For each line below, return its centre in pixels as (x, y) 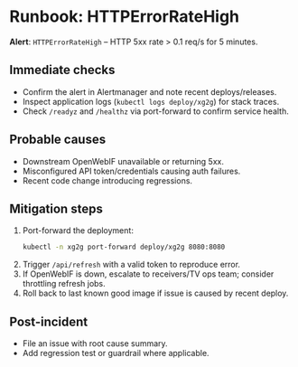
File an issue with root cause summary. (95, 343)
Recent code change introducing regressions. (107, 180)
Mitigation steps (56, 208)
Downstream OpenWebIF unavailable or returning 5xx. (123, 161)
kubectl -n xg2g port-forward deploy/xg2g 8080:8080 (124, 247)
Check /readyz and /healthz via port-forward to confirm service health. (155, 111)
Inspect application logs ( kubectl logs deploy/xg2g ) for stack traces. (151, 101)
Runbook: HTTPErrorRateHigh (125, 17)
